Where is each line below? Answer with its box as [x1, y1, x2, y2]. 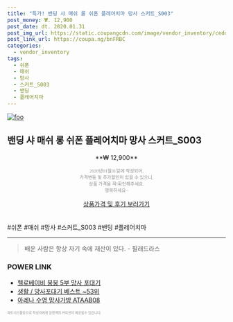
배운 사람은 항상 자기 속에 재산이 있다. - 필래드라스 [24, 244, 161, 253]
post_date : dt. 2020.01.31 [7, 23, 85, 30]
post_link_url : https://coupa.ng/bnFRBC [7, 36, 126, 43]
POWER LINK [7, 262, 52, 271]
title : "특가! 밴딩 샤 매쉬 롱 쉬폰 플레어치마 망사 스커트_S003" [7, 10, 174, 17]
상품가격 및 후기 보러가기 [83, 199, 150, 208]
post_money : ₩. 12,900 [7, 17, 73, 24]
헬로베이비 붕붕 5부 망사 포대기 [17, 278, 101, 287]
